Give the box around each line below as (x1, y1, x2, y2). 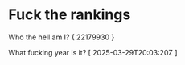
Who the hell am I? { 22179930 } (8, 32, 115, 42)
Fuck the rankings (8, 6, 131, 24)
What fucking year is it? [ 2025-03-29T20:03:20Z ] (8, 47, 179, 57)
